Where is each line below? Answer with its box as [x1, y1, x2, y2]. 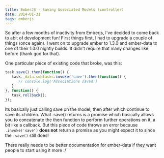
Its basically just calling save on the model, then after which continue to [5, 106, 150, 112]
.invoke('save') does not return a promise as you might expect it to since [5, 127, 156, 133]
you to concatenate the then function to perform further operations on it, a [5, 117, 156, 123]
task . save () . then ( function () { [5, 70, 69, 75]
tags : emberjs [5, 16, 34, 21]
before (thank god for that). [5, 51, 60, 57]
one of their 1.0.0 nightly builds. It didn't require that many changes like [5, 45, 149, 52]
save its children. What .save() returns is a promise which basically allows [5, 111, 154, 117]
